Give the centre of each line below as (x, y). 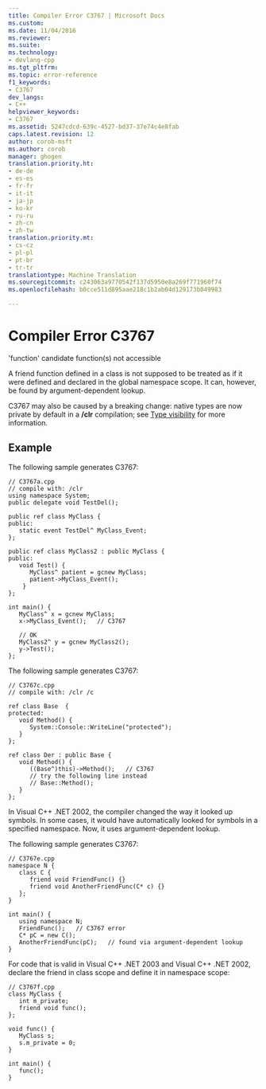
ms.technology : (33, 53)
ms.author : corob (37, 149)
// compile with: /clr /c (51, 692)
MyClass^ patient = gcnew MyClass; (88, 572)
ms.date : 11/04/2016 (42, 30)
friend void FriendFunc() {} (77, 879)
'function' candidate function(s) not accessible (85, 358)
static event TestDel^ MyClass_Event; (83, 531)
